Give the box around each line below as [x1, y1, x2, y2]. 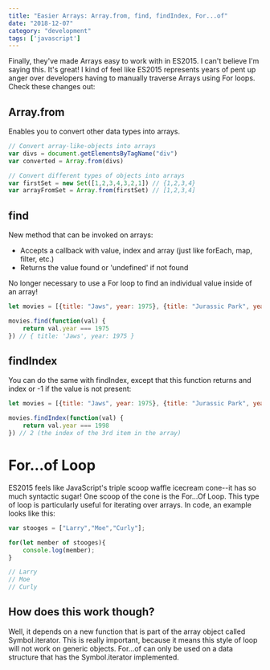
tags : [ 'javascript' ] [8, 34, 81, 43]
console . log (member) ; [22, 546, 95, 554]
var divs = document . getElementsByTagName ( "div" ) [8, 150, 178, 158]
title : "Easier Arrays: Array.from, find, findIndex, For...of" [8, 11, 228, 20]
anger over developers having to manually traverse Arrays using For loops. [8, 73, 256, 83]
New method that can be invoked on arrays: [8, 230, 153, 240]
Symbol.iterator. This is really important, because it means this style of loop [8, 635, 258, 644]
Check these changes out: [8, 82, 96, 92]
